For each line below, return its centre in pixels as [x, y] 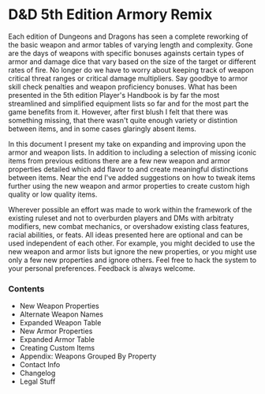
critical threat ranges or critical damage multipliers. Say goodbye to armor [128, 78]
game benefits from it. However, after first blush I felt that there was [118, 111]
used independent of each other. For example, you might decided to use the [132, 243]
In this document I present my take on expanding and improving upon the [127, 144]
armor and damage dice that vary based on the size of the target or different [132, 62]
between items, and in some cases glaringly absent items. [103, 129]
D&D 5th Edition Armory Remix [110, 15]
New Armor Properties [56, 331]
